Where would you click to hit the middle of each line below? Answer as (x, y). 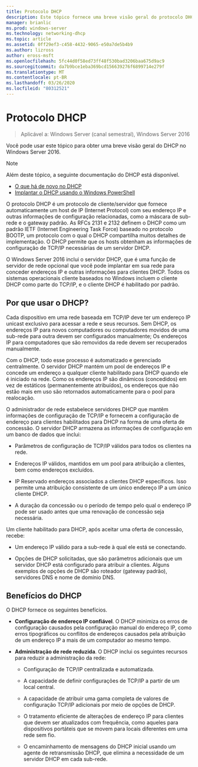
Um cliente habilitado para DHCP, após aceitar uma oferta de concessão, (95, 529)
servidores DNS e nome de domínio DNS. (65, 577)
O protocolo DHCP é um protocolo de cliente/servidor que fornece (87, 204)
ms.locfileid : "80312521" (38, 89)
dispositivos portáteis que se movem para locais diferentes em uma (105, 729)
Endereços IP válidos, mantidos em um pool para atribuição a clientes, (100, 463)
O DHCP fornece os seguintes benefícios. (57, 610)
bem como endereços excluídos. (54, 470)
